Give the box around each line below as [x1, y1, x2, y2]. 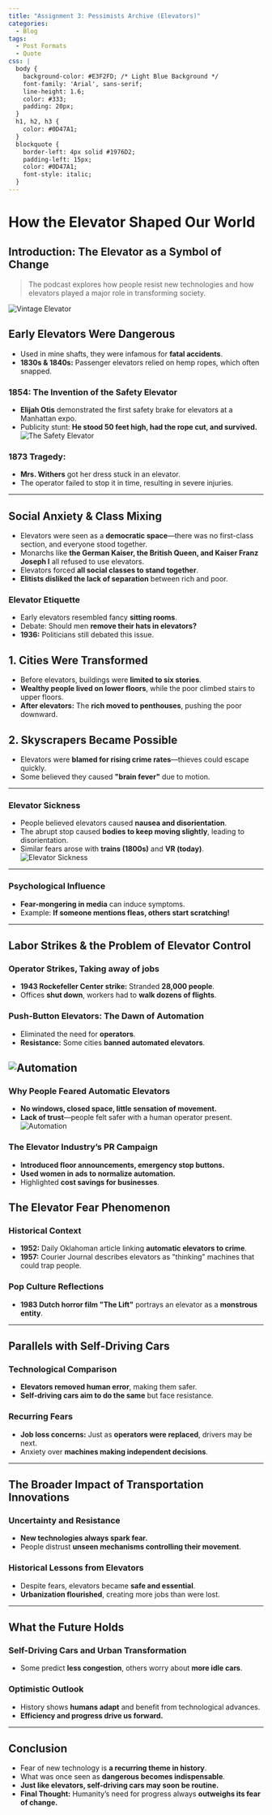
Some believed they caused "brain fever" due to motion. [19, 772, 210, 782]
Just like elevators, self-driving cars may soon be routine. [19, 1780, 219, 1791]
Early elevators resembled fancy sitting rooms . [19, 612, 178, 622]
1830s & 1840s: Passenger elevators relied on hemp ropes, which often [19, 357, 260, 367]
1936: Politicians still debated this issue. [19, 630, 155, 640]
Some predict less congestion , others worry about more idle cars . [19, 1663, 243, 1673]
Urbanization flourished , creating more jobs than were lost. [19, 1589, 220, 1599]
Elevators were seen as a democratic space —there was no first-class [19, 531, 253, 541]
